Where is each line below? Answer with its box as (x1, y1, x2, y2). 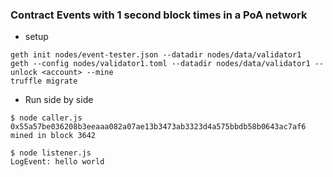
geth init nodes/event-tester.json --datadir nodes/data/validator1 (10, 50, 302, 60)
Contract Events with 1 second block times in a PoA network (10, 8, 308, 22)
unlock (10, 68, 38, 78)
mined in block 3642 (10, 131, 97, 141)
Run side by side (24, 94, 94, 106)
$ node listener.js (10, 148, 92, 158)
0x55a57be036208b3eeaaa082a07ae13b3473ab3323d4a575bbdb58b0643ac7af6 (10, 122, 307, 132)
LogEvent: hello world (10, 157, 105, 167)
